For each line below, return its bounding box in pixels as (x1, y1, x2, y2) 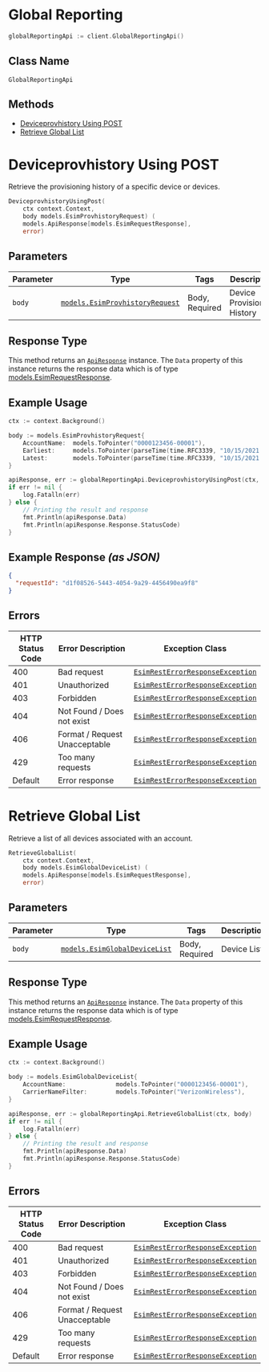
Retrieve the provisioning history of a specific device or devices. (8, 182, 220, 192)
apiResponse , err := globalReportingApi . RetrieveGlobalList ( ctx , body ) (8, 1109, 252, 1118)
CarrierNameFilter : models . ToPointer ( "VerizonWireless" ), (22, 1088, 246, 1097)
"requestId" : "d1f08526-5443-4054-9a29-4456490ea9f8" (15, 580, 199, 588)
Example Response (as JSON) (8, 550, 160, 564)
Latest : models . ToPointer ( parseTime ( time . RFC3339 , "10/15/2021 (22, 454, 260, 462)
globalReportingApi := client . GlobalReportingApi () (8, 32, 184, 40)
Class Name (8, 55, 70, 68)
